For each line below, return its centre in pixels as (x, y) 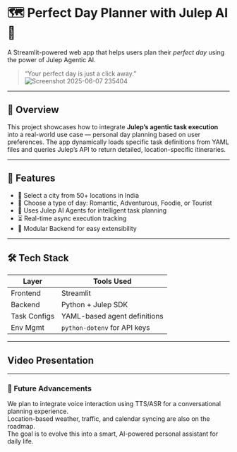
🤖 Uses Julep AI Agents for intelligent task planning (92, 210)
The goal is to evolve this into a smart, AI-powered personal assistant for (113, 434)
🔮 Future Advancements (49, 388)
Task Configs (33, 316)
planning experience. (38, 411)
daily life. (20, 441)
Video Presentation (50, 360)
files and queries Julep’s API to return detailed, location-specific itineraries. (117, 149)
